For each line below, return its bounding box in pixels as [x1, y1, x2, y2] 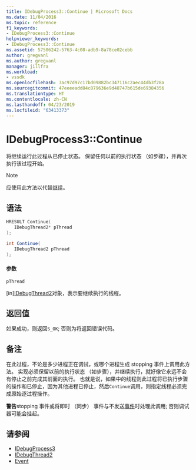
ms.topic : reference [6, 19, 57, 25]
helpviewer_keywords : [6, 36, 59, 42]
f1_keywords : [6, 25, 38, 31]
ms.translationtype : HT [6, 91, 65, 97]
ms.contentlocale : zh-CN [6, 96, 67, 102]
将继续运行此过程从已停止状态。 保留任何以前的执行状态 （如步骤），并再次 [6, 153, 187, 160]
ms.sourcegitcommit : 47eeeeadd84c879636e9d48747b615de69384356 [6, 85, 165, 91]
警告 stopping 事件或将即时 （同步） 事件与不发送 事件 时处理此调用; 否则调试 [6, 403, 190, 410]
